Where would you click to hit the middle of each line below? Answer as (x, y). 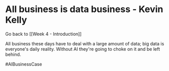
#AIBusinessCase (24, 64)
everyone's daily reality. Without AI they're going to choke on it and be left (83, 49)
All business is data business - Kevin (84, 9)
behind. (13, 54)
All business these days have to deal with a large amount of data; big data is (85, 43)
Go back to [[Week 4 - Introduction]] (44, 34)
